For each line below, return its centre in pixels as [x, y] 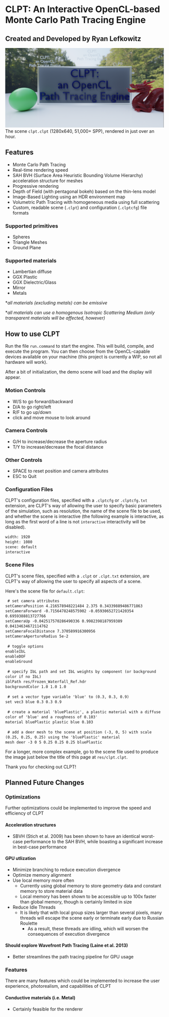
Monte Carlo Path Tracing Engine [75, 20]
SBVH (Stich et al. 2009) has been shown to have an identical [76, 836]
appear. [13, 378]
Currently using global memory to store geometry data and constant [91, 886]
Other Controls [24, 460]
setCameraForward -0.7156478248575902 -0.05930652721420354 [70, 611]
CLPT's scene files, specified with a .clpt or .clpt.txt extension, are [77, 576]
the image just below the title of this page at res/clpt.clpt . [67, 757]
